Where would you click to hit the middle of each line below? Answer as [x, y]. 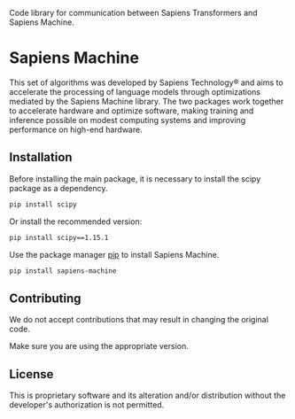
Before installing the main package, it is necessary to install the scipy [135, 178]
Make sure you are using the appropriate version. [99, 346]
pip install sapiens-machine [63, 271]
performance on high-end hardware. [76, 129]
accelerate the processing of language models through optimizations [135, 91]
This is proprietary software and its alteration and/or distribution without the [147, 395]
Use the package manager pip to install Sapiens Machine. [114, 254]
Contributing [45, 298]
